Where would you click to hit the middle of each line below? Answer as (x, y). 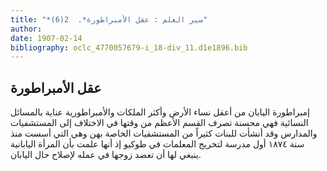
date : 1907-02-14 (46, 38)
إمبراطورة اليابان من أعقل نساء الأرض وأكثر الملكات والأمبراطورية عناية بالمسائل (160, 112)
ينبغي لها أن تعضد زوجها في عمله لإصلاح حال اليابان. (106, 155)
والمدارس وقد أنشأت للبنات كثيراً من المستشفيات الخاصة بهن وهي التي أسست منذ (164, 133)
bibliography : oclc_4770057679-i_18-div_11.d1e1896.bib (129, 47)
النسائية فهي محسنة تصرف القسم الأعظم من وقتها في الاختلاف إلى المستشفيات (159, 123)
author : (26, 29)
